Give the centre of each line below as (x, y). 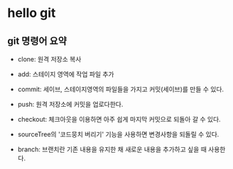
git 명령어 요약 (37, 41)
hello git (32, 13)
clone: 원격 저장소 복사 (49, 59)
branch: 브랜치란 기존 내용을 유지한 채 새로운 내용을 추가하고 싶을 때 (112, 149)
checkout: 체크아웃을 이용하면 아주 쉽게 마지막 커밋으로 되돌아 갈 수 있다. (119, 119)
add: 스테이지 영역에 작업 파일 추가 (66, 74)
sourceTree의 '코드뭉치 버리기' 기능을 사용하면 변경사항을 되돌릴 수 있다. (118, 134)
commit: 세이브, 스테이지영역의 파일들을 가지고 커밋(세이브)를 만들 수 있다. (121, 89)
